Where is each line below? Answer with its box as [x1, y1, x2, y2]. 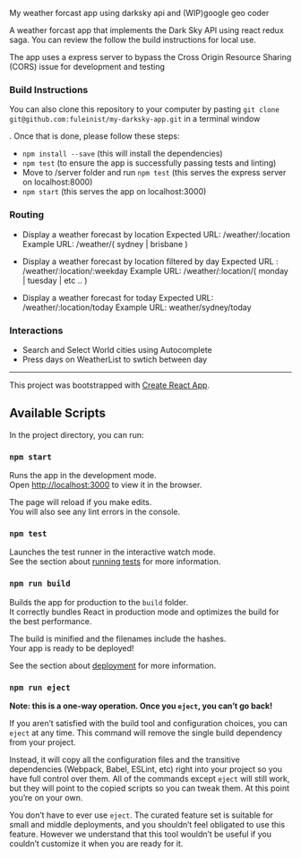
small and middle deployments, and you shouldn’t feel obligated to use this [9, 819, 285, 829]
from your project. [9, 736, 76, 747]
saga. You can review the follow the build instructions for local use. [9, 35, 257, 45]
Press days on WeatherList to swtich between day [21, 354, 208, 365]
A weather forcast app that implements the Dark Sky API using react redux [9, 25, 284, 35]
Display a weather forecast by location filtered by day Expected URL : [21, 255, 279, 267]
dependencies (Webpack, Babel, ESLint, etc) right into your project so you [9, 763, 283, 774]
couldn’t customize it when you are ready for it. [9, 837, 184, 849]
